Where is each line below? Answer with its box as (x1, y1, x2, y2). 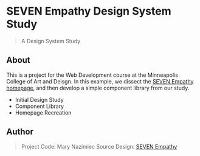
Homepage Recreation (15, 108, 72, 116)
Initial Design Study (15, 96, 64, 103)
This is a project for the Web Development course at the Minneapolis (6, 71, 178, 79)
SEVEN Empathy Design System (6, 4, 171, 18)
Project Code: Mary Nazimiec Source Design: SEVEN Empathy (21, 143, 178, 150)
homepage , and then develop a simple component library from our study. (6, 84, 190, 91)
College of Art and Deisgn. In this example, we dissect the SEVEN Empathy (6, 77, 194, 85)
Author (6, 127, 33, 137)
